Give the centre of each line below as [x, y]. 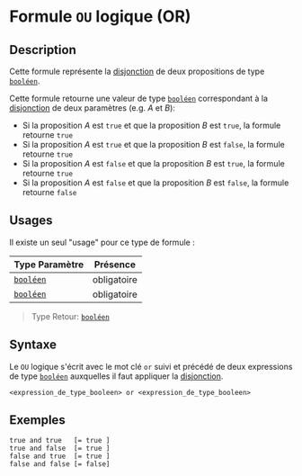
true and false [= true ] [60, 449]
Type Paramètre [49, 265]
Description [43, 50]
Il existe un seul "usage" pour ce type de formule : [102, 242]
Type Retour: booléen [70, 316]
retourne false [49, 192]
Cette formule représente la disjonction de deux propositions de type [137, 71]
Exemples [37, 420]
